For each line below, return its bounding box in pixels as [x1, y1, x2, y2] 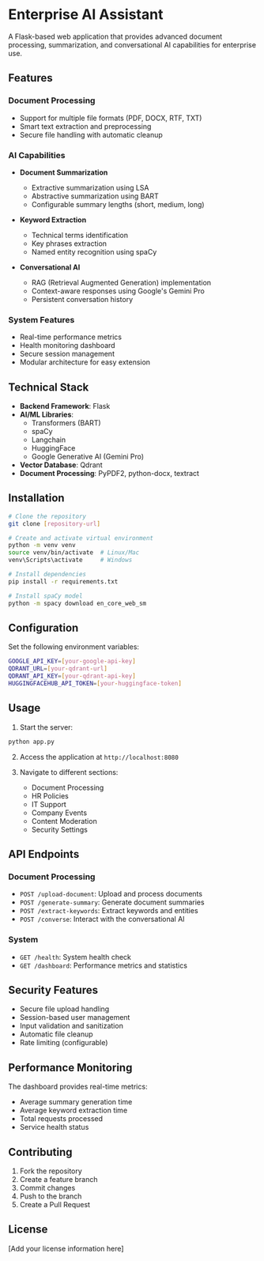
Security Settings [31, 825, 89, 834]
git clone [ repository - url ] [8, 519, 101, 527]
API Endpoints [8, 848, 80, 861]
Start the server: [19, 722, 74, 732]
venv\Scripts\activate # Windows [8, 556, 133, 564]
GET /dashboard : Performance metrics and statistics [19, 961, 188, 970]
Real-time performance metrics [19, 332, 123, 342]
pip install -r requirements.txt [8, 577, 119, 586]
